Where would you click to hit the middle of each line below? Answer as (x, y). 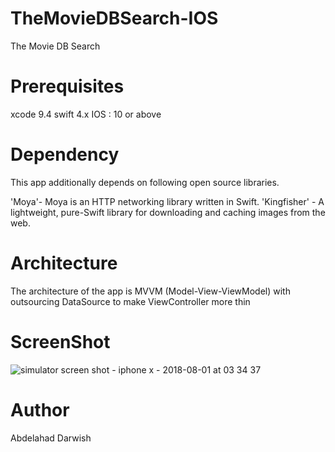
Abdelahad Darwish (51, 438)
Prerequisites (67, 86)
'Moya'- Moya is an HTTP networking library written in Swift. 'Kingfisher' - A (167, 201)
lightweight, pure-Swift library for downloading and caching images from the (168, 212)
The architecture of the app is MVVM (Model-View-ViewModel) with (150, 291)
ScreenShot (60, 341)
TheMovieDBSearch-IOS (114, 18)
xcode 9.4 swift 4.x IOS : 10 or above (86, 114)
